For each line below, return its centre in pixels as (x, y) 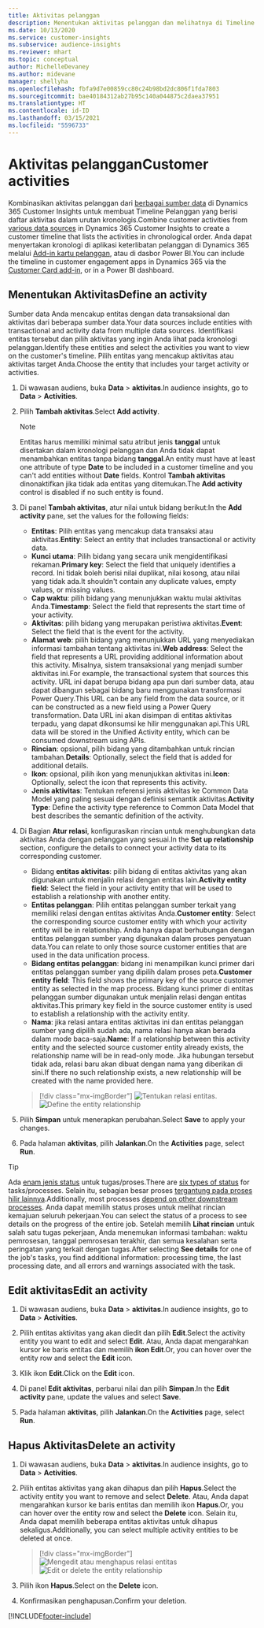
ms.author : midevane (42, 74)
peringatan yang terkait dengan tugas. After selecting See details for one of (130, 1249)
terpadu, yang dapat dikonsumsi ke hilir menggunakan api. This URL (140, 723)
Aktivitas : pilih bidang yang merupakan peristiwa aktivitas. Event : (137, 623)
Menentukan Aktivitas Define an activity (108, 295)
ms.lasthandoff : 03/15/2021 (54, 118)
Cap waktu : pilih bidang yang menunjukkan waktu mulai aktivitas (136, 598)
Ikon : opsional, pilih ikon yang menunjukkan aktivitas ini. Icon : (130, 774)
